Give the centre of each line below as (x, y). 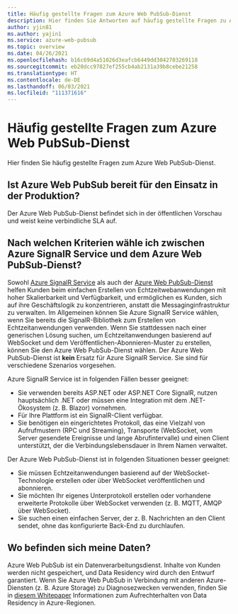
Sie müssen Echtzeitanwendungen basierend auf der (95, 473)
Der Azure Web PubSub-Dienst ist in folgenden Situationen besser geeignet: (119, 459)
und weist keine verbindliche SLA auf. (62, 221)
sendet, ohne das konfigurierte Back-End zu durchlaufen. (101, 525)
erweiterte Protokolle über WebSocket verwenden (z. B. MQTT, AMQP (120, 503)
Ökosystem (34, 408)
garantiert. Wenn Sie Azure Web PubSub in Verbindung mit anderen (106, 580)
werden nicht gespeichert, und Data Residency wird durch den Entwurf (111, 572)
